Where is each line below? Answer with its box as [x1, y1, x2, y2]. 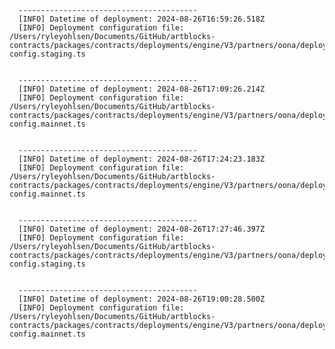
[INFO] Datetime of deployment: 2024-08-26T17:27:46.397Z [18, 224, 266, 234]
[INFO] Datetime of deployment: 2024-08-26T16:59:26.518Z [18, 14, 266, 24]
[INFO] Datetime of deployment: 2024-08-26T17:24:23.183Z [18, 154, 266, 164]
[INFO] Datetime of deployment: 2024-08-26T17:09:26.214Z [18, 84, 266, 94]
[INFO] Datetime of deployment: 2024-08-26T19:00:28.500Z [18, 294, 266, 304]
